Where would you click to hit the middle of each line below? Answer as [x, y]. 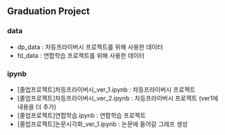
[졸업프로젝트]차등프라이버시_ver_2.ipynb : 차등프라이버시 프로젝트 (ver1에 [118, 98]
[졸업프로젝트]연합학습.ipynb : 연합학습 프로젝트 [82, 115]
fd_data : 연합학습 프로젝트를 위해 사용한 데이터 [81, 55]
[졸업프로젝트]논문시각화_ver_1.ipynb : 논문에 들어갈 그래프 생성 [102, 124]
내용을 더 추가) [37, 107]
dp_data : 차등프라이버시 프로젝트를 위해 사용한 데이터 [90, 47]
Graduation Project [49, 11]
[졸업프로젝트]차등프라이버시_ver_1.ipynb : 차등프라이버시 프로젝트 [106, 90]
